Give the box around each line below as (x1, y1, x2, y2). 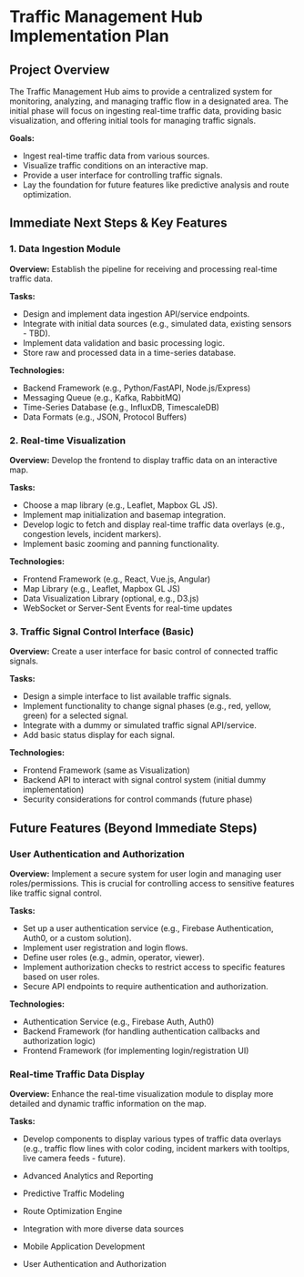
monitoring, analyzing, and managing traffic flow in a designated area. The (9, 96, 289, 106)
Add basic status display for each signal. (22, 730, 176, 741)
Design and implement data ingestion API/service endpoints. (22, 308, 250, 319)
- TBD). (22, 328, 51, 339)
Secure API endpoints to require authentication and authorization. (22, 980, 269, 991)
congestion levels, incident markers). (22, 528, 162, 539)
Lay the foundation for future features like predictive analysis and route (22, 179, 289, 190)
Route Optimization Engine (22, 1206, 123, 1217)
